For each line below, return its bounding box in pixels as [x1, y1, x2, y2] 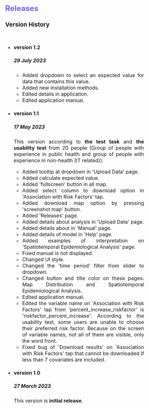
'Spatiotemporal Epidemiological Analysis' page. [22, 243, 136, 250]
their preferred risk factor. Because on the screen [22, 325, 144, 332]
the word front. [22, 337, 57, 344]
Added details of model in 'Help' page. [22, 231, 113, 238]
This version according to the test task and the [13, 138, 144, 145]
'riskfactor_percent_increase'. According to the [22, 312, 144, 319]
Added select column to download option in [22, 187, 144, 194]
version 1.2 [13, 44, 40, 51]
